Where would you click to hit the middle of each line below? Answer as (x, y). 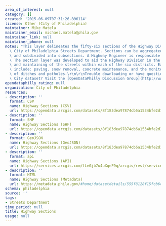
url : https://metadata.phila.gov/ (45, 184)
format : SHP (22, 120)
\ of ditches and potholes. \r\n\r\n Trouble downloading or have (77, 74)
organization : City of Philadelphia (43, 88)
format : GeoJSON (26, 138)
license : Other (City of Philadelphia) (46, 23)
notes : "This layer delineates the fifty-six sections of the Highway (79, 46)
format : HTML (23, 175)
